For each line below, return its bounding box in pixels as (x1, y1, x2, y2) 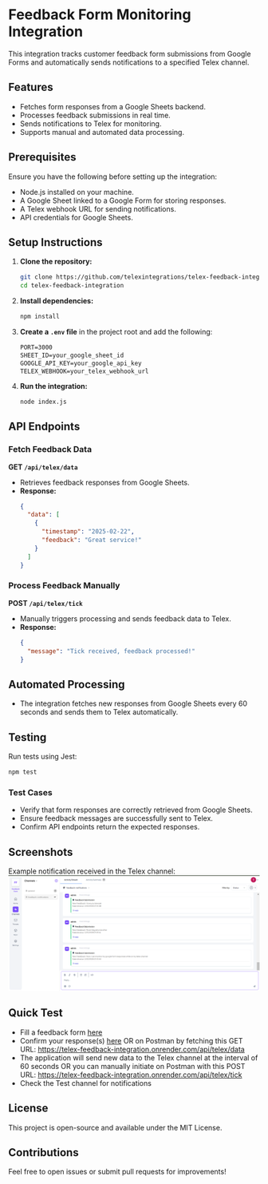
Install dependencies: (19, 296, 94, 306)
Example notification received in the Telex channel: (8, 866, 175, 876)
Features (8, 81, 53, 94)
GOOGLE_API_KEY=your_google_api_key (19, 359, 142, 367)
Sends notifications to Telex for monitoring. (19, 118, 162, 129)
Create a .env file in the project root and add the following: (19, 327, 213, 336)
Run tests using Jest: (8, 752, 77, 762)
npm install (19, 313, 60, 321)
